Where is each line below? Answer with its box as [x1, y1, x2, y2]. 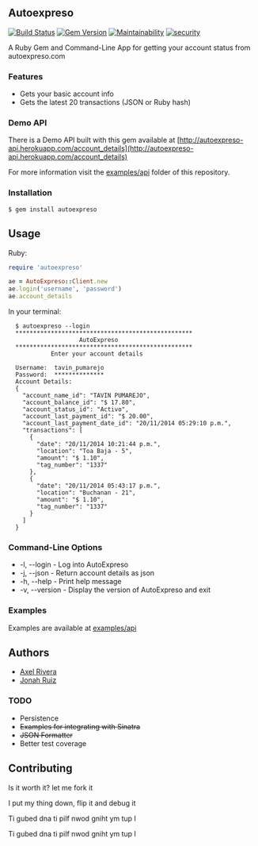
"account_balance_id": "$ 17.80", [22, 398, 136, 407]
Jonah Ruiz [19, 675, 57, 685]
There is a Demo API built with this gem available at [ [8, 135, 180, 145]
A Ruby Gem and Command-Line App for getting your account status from [8, 43, 251, 52]
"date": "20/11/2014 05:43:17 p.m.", [36, 482, 161, 490]
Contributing [8, 762, 73, 775]
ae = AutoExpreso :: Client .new [8, 278, 108, 286]
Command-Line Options [8, 541, 103, 552]
